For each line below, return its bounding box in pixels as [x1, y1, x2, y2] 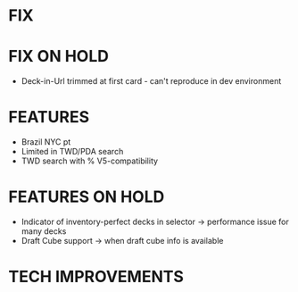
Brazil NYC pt [21, 137, 71, 147]
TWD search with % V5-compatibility [21, 155, 158, 166]
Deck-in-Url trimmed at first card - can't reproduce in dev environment [21, 76, 282, 87]
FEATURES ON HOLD [8, 187, 165, 207]
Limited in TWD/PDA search [21, 146, 124, 157]
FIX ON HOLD [8, 46, 109, 67]
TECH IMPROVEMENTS [8, 267, 185, 287]
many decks [21, 226, 67, 237]
